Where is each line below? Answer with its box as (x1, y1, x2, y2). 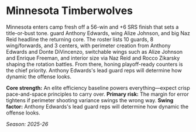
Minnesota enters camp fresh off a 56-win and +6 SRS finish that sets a (6, 23, 179, 30)
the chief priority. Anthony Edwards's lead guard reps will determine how (6, 67, 183, 74)
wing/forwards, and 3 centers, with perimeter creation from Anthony (6, 42, 171, 49)
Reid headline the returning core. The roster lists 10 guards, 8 (6, 36, 154, 43)
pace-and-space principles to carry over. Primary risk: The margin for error (6, 91, 189, 98)
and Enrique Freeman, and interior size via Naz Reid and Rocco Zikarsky (6, 54, 180, 61)
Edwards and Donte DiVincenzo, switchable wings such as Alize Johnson (6, 48, 183, 55)
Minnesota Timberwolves (6, 4, 133, 18)
